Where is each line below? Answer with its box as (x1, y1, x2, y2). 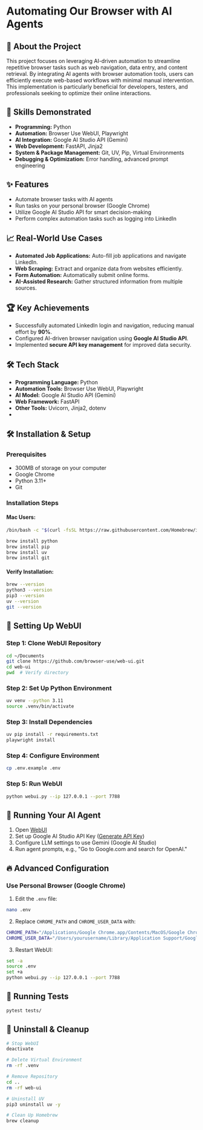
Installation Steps (6, 498, 59, 507)
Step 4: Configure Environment (6, 752, 100, 760)
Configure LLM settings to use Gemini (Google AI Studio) (14, 839, 157, 846)
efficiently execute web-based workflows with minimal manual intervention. (6, 77, 195, 84)
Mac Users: (6, 513, 36, 521)
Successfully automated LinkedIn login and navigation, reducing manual (14, 322, 195, 329)
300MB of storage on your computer (14, 464, 107, 471)
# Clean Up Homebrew (6, 1112, 59, 1118)
